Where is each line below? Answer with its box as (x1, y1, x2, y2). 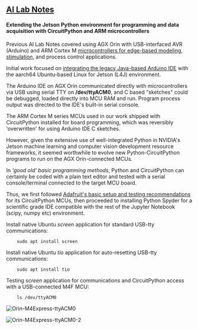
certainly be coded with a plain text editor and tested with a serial (6, 173, 165, 180)
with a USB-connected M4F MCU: (6, 283, 89, 290)
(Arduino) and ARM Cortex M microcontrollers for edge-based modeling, (6, 47, 183, 54)
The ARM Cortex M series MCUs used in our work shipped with (6, 112, 161, 120)
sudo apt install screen (17, 238, 78, 244)
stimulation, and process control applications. (6, 53, 117, 60)
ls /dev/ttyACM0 (17, 294, 57, 300)
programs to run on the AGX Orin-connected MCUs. (6, 155, 133, 162)
